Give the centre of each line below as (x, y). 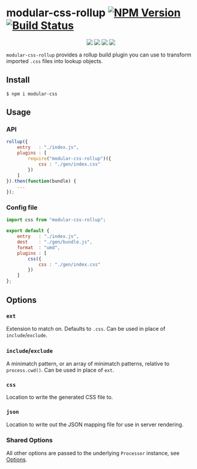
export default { (28, 231)
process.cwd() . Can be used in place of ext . (60, 370)
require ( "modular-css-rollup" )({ (70, 159)
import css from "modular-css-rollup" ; (56, 220)
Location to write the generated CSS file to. (59, 397)
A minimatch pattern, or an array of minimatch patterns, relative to (88, 364)
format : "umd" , (39, 247)
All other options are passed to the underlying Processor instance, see (93, 453)
